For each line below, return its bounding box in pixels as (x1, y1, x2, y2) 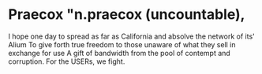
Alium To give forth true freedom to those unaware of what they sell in (8, 39, 236, 49)
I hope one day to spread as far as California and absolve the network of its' (8, 31, 255, 41)
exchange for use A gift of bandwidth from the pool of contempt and (8, 48, 230, 57)
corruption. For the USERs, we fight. (8, 57, 125, 66)
